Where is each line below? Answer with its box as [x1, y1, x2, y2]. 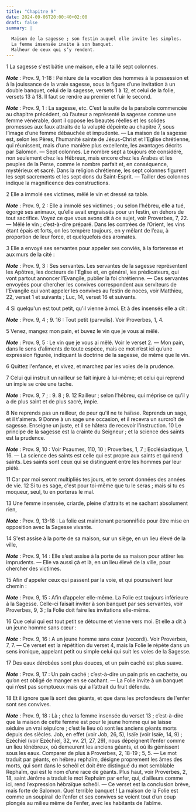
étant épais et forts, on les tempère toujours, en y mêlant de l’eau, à [6, 227, 169, 234]
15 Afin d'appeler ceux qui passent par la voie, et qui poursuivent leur [6, 576, 174, 583]
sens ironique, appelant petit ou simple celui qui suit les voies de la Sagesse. [6, 648, 191, 655]
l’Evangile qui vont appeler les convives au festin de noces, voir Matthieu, [6, 287, 183, 294]
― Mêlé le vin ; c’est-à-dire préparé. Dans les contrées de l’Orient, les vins [6, 221, 185, 228]
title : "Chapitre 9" [6, 8, 57, 15]
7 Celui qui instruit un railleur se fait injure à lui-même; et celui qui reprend [6, 374, 184, 381]
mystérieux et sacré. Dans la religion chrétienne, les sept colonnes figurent [6, 167, 187, 174]
